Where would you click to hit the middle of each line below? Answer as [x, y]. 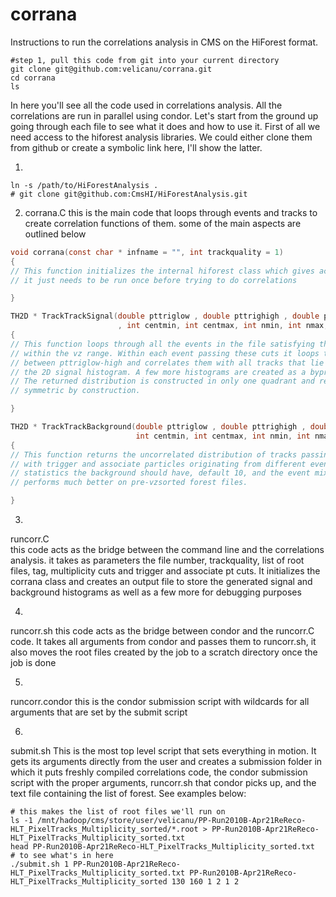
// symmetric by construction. [75, 391]
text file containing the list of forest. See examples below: [128, 794]
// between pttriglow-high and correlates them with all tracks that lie [167, 363]
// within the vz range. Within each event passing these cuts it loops [165, 353]
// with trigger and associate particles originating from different [158, 464]
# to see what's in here [62, 856]
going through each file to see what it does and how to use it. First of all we [165, 126]
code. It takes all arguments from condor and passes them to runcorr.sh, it [163, 642]
